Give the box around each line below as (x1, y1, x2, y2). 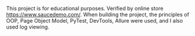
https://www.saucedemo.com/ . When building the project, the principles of (6, 11, 190, 18)
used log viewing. (6, 23, 49, 30)
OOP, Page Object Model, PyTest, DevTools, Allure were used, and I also (6, 17, 183, 24)
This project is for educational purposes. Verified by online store (6, 5, 163, 12)
